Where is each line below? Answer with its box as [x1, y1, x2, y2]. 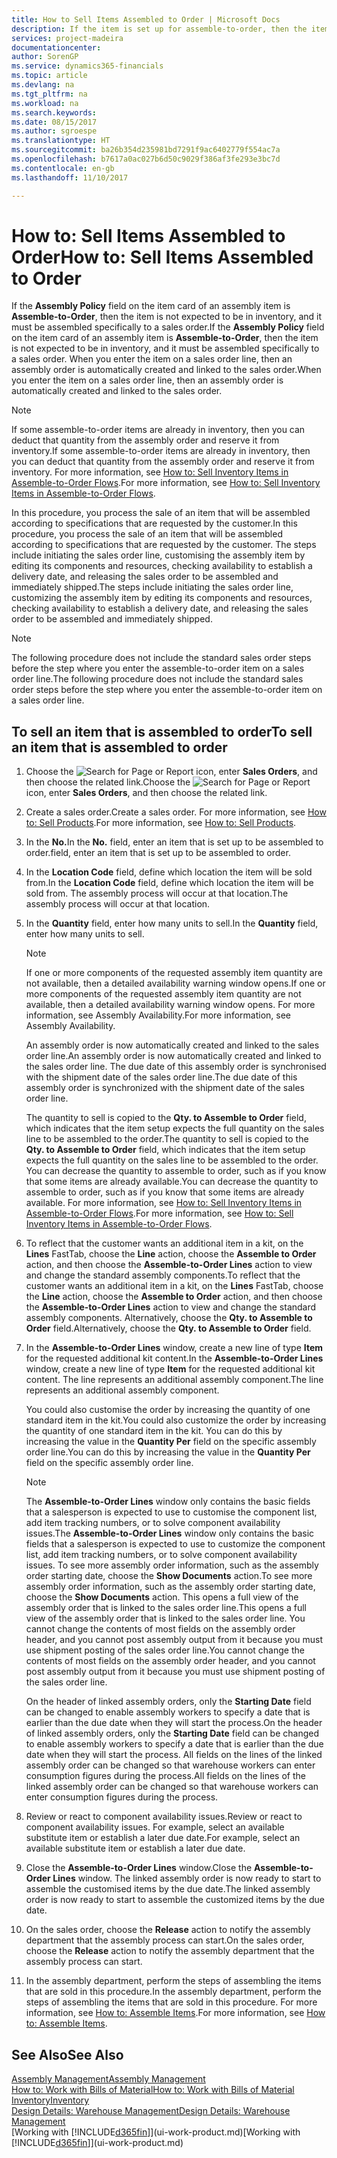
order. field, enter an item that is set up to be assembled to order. [25, 847, 291, 859]
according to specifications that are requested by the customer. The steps [11, 539, 317, 551]
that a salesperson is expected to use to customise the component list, [25, 1506, 318, 1518]
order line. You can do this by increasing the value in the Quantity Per [25, 1446, 311, 1458]
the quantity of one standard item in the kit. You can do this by [25, 1425, 283, 1437]
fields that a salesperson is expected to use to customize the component [25, 1538, 326, 1550]
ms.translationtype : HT [11, 136, 111, 146]
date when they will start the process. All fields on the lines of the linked [25, 1749, 323, 1761]
